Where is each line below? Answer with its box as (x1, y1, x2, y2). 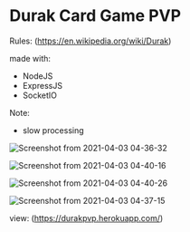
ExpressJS (22, 80, 63, 91)
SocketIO (22, 90, 57, 101)
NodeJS (22, 70, 53, 82)
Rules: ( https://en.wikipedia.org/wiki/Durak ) (9, 35, 172, 46)
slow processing (22, 124, 84, 136)
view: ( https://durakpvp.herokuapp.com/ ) (9, 212, 164, 223)
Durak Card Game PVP (9, 5, 182, 26)
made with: (9, 53, 52, 63)
